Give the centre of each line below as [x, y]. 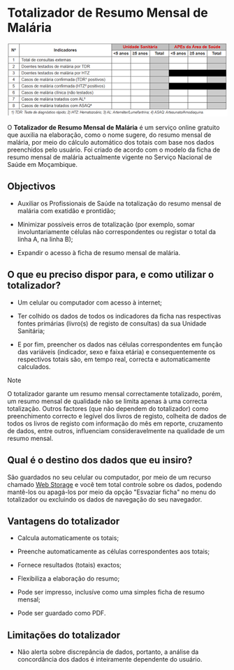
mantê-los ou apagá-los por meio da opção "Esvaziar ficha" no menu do [112, 492]
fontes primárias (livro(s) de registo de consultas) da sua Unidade [112, 323]
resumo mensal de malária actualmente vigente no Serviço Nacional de [110, 157]
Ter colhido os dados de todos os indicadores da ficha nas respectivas [119, 316]
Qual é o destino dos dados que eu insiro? [100, 460]
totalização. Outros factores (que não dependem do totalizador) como [108, 408]
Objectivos [31, 187]
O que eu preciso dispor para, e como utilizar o [111, 275]
